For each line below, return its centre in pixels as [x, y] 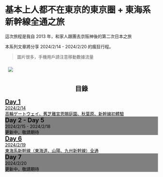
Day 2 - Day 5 [25, 120]
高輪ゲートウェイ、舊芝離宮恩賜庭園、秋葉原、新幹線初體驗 [65, 114]
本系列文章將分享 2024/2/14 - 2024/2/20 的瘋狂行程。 [59, 46]
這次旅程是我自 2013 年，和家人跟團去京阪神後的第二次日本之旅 [68, 36]
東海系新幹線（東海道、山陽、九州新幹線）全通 [52, 150]
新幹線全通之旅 [35, 22]
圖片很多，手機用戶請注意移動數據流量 [55, 57]
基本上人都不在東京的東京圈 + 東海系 [78, 10]
